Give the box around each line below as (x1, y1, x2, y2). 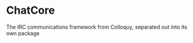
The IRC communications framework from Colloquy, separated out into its (6, 23, 188, 30)
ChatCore (6, 4, 55, 17)
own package (6, 29, 40, 36)
